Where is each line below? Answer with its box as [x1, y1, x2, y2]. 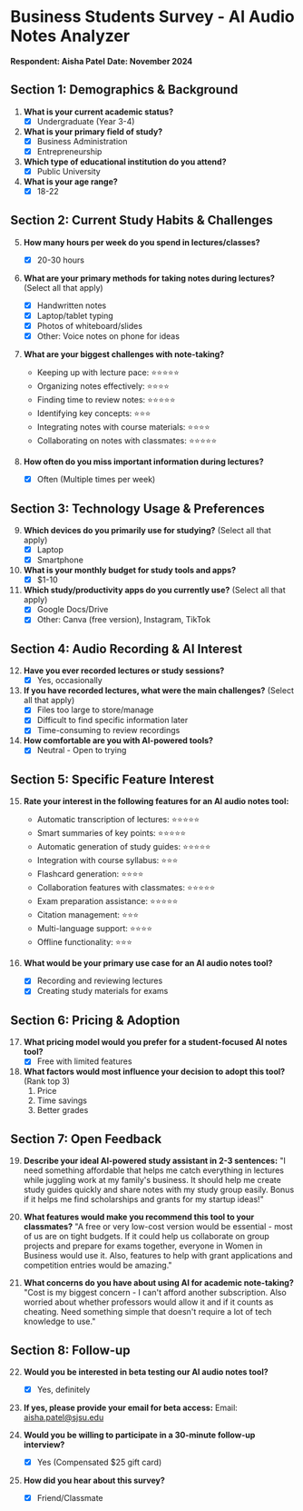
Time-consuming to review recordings [36, 725, 181, 736]
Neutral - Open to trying [36, 745, 127, 756]
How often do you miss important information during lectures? [23, 456, 264, 467]
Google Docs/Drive [36, 604, 109, 615]
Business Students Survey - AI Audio [10, 6, 295, 27]
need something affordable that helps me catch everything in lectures [23, 1165, 285, 1176]
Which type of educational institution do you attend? [23, 156, 227, 167]
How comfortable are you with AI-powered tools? [23, 735, 214, 746]
